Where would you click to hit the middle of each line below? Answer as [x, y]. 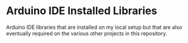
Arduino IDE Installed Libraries [82, 11]
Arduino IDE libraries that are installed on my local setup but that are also [94, 27]
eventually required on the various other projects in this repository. [87, 33]
